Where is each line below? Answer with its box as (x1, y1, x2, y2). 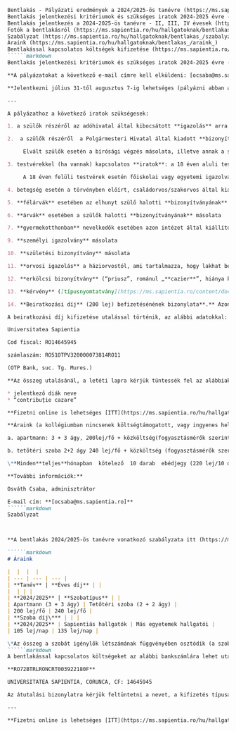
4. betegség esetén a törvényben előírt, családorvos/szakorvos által (7, 186, 218, 193)
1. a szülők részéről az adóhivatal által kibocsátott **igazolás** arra (7, 123, 228, 130)
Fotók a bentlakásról (7, 26, 71, 33)
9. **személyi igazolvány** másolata (7, 237, 118, 245)
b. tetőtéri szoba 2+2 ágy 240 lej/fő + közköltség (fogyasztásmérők (7, 448, 216, 455)
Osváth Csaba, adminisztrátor (7, 485, 96, 493)
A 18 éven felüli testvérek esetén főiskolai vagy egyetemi (22, 173, 202, 180)
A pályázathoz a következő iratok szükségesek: (7, 110, 150, 117)
